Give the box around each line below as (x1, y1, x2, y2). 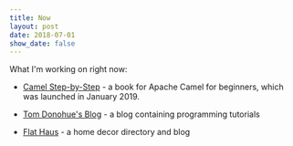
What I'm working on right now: (9, 64, 128, 75)
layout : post (9, 22, 59, 31)
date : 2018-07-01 (9, 30, 76, 39)
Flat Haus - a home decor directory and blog (22, 127, 191, 138)
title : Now (9, 13, 51, 23)
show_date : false (9, 38, 76, 48)
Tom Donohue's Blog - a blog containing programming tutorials (22, 109, 260, 120)
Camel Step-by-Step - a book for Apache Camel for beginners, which (22, 81, 285, 92)
